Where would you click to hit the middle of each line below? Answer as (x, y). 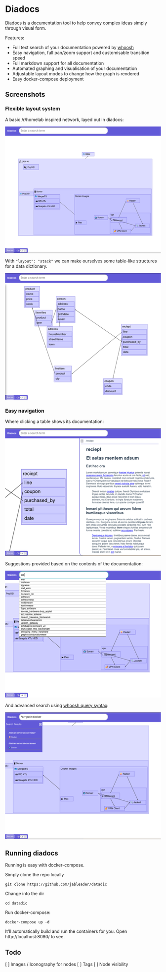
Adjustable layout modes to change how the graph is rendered (76, 73)
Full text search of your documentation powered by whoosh (73, 47)
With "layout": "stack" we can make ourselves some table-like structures (81, 261)
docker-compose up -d (27, 922)
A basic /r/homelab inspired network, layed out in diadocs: (64, 120)
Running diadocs (32, 853)
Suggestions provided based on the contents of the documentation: (74, 563)
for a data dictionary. (26, 266)
